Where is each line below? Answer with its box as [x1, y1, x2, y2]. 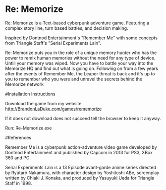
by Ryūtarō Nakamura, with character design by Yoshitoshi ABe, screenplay [5, 170, 160, 176]
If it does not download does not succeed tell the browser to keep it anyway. [5, 115, 161, 121]
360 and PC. [5, 155, 31, 161]
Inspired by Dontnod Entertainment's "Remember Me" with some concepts [5, 35, 158, 41]
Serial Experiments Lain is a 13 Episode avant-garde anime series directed [5, 164, 156, 170]
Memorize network [5, 81, 44, 87]
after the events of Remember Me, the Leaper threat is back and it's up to [5, 70, 155, 76]
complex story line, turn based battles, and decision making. [5, 25, 128, 31]
